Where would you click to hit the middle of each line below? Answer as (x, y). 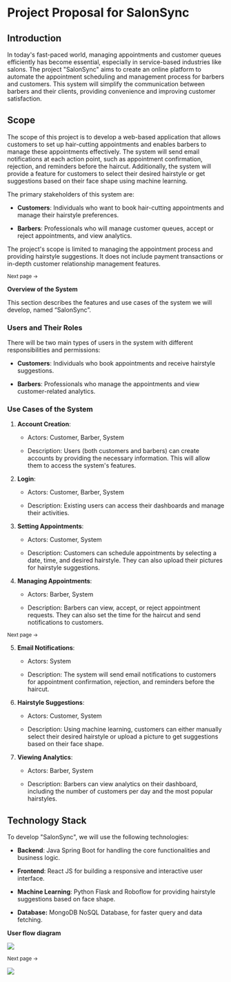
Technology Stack (47, 820)
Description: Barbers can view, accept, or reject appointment (114, 608)
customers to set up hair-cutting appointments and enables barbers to (107, 144)
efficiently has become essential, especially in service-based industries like (114, 62)
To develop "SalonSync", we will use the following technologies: (98, 837)
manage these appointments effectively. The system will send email (103, 151)
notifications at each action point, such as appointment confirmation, (105, 159)
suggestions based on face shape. (66, 899)
